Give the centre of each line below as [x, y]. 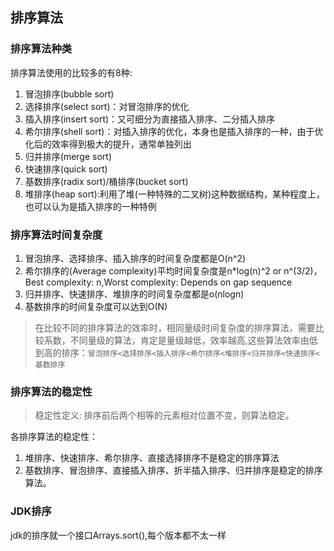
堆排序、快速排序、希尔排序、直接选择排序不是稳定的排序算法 [152, 458]
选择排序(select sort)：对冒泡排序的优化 [107, 106]
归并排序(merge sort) [68, 156]
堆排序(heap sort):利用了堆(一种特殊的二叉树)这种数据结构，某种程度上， [175, 194]
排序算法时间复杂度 [56, 235]
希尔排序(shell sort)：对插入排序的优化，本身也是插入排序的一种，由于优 [174, 131]
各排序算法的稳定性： [54, 437]
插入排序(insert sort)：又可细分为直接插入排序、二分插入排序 [150, 119]
